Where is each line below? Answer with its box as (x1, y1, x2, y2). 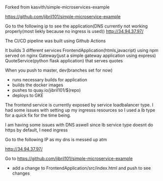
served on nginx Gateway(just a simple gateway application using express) (5, 52, 156, 58)
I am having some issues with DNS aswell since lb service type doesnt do (5, 122, 153, 128)
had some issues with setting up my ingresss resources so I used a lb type (5, 107, 156, 113)
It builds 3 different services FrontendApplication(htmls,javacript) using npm (5, 48, 159, 53)
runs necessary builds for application (12, 77, 87, 82)
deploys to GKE (12, 93, 44, 98)
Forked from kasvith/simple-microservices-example (5, 4, 110, 10)
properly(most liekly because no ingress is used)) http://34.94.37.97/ (5, 28, 143, 34)
